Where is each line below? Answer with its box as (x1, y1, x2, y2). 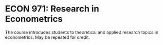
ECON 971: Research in (5, 3, 100, 14)
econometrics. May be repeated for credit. (5, 34, 90, 40)
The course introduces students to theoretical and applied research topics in (5, 29, 159, 35)
